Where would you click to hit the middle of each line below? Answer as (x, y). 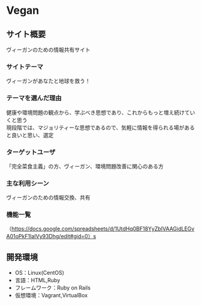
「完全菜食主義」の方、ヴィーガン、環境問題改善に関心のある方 (85, 166)
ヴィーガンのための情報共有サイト (48, 50)
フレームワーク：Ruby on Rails (53, 288)
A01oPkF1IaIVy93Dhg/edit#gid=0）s (51, 236)
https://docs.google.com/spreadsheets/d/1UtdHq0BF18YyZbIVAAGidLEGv (103, 229)
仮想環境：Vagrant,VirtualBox (51, 295)
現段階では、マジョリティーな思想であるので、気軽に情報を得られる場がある (100, 128)
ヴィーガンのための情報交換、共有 (48, 198)
